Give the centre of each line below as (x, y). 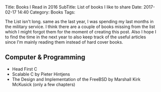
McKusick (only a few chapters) (44, 84)
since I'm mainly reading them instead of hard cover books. (64, 42)
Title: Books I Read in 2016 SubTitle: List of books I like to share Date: (74, 7)
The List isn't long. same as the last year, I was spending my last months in (79, 22)
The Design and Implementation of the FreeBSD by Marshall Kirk (76, 79)
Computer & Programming (45, 57)
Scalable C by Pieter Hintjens (41, 74)
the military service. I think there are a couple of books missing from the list (80, 27)
